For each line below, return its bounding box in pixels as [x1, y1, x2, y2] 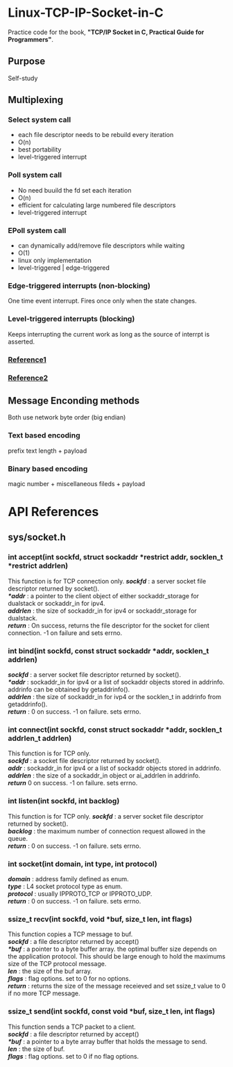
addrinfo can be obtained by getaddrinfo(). [8, 685, 130, 693]
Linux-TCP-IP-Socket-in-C [8, 5, 164, 21]
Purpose [8, 56, 46, 67]
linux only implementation [17, 256, 92, 265]
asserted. [8, 337, 35, 346]
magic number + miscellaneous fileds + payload [8, 479, 146, 488]
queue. [8, 834, 28, 842]
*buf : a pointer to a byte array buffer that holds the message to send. [8, 1037, 207, 1045]
